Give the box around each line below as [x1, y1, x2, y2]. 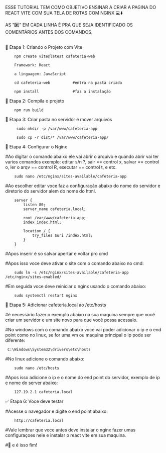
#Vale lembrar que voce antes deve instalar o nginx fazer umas [5, 427, 136, 433]
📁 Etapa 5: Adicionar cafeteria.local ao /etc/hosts [5, 302, 106, 308]
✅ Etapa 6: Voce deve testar [5, 398, 64, 404]
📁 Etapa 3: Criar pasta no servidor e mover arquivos [5, 117, 112, 122]
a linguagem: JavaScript [14, 71, 66, 76]
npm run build [14, 108, 44, 113]
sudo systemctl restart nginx [14, 293, 78, 298]
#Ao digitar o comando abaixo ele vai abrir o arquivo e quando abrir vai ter [5, 153, 159, 159]
